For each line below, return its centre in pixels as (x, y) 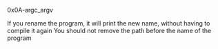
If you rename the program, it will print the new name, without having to (109, 23)
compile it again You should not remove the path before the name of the (109, 31)
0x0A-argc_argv (30, 10)
